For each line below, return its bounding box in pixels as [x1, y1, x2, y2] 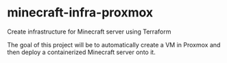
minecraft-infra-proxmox [7, 5, 154, 21]
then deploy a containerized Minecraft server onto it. [7, 48, 156, 56]
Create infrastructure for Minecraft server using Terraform [7, 27, 171, 36]
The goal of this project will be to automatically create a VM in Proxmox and [7, 40, 221, 49]
